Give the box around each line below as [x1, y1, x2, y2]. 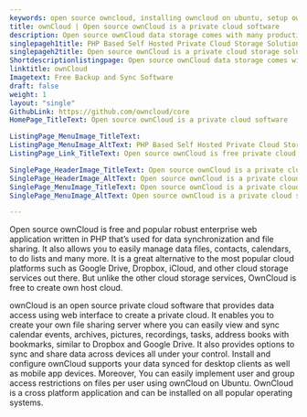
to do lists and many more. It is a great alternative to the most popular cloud [9, 253, 294, 264]
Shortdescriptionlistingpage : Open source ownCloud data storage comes [9, 56, 288, 65]
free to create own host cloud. [9, 283, 123, 294]
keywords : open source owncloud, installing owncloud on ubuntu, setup [9, 13, 288, 23]
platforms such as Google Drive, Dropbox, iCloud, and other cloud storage [9, 262, 289, 274]
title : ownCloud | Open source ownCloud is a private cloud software [9, 22, 281, 31]
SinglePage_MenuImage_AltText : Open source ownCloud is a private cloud [9, 191, 292, 200]
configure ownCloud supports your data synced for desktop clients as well [9, 358, 291, 369]
